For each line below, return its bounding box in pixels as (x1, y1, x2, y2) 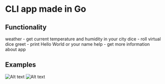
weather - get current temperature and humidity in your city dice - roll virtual (5, 36, 161, 42)
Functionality (5, 23, 47, 31)
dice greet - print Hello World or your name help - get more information (5, 41, 150, 47)
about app (5, 47, 26, 52)
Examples (5, 60, 36, 69)
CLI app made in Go (5, 3, 86, 15)
